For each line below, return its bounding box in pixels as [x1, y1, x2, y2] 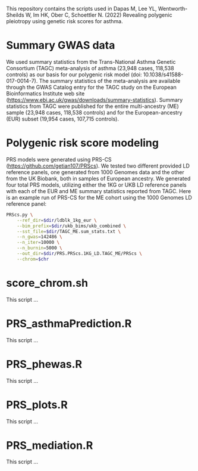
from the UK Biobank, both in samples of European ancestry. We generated [6, 175, 191, 182]
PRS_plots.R [6, 398, 68, 411]
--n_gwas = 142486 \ [17, 234, 62, 240]
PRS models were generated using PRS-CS [6, 156, 112, 163]
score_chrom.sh [6, 276, 88, 290]
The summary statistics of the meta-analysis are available [39, 77, 181, 84]
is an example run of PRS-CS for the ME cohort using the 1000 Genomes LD [6, 194, 192, 201]
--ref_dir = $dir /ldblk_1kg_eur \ [17, 217, 97, 223]
